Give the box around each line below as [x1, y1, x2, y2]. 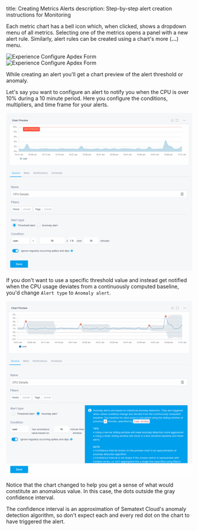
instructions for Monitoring [6, 11, 71, 18]
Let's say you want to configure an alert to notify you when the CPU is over [6, 89, 189, 95]
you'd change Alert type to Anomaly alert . [6, 289, 111, 296]
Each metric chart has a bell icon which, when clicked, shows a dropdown [6, 23, 186, 30]
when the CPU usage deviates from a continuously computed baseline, [6, 283, 179, 290]
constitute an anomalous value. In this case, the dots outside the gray [6, 488, 176, 495]
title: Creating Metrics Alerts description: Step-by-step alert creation [6, 5, 173, 12]
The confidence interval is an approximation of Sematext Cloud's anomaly [6, 506, 187, 513]
